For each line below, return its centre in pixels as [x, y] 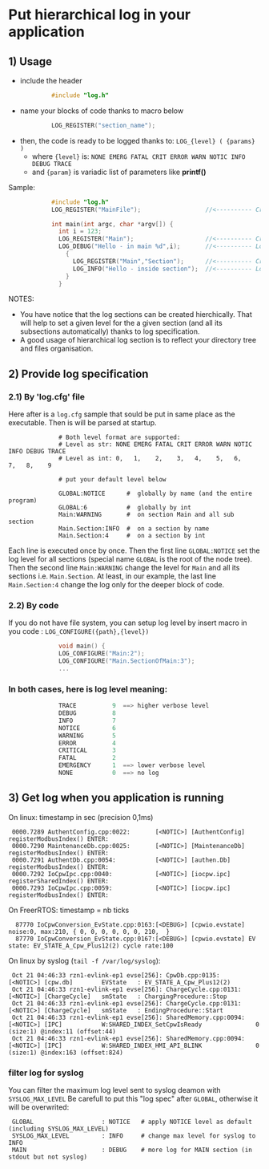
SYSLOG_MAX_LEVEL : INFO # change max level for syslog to [134, 1136]
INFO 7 [87, 720]
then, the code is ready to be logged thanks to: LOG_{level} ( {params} [137, 140]
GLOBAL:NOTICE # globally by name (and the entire [155, 494]
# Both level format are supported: [120, 438]
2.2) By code [34, 605]
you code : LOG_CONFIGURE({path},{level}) [79, 631]
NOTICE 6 [87, 728]
